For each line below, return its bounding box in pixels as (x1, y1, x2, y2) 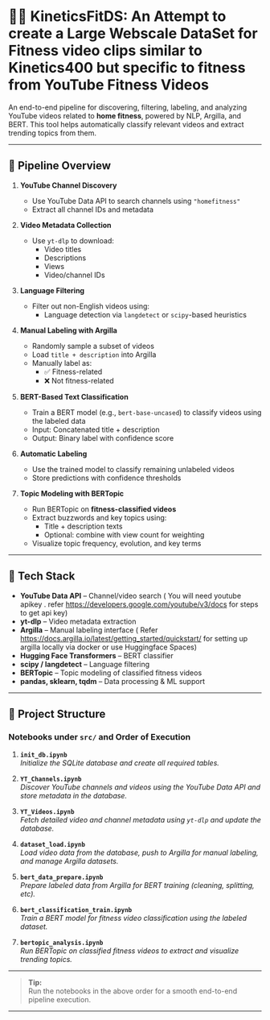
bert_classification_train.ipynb (19, 906, 133, 914)
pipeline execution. (27, 995, 91, 1005)
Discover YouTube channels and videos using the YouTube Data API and (19, 782, 261, 792)
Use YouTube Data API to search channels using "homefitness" (31, 196, 241, 205)
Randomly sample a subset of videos (31, 341, 155, 350)
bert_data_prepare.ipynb (19, 873, 104, 881)
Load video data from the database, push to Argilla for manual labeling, (19, 848, 259, 857)
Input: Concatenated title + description (31, 425, 161, 434)
